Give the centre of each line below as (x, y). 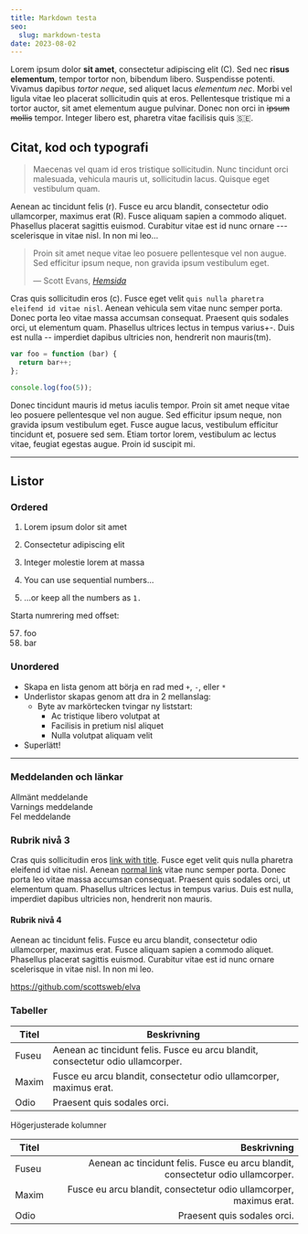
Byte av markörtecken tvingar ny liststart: (115, 706)
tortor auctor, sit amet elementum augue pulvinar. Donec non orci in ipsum (150, 108)
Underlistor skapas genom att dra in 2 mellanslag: (117, 697)
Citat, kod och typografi (80, 147)
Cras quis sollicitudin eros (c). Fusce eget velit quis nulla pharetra (137, 299)
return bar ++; (45, 362)
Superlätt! (42, 745)
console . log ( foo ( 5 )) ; (52, 388)
